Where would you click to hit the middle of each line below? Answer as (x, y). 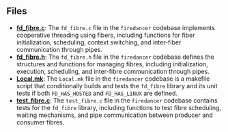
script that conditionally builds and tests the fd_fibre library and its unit (117, 85)
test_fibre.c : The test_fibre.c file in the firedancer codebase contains (117, 100)
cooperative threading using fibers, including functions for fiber (105, 35)
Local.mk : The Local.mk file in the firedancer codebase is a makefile (113, 79)
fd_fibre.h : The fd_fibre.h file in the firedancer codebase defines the (115, 57)
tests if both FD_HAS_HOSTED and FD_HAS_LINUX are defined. (97, 93)
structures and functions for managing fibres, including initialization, (112, 64)
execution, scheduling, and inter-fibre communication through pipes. (113, 71)
